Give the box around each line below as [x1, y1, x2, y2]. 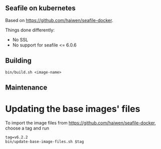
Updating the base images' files [5, 103, 140, 114]
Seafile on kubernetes [5, 4, 76, 12]
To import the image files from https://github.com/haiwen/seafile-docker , [5, 119, 156, 125]
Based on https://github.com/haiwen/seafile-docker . [5, 17, 113, 23]
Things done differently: [5, 27, 55, 33]
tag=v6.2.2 [5, 134, 28, 139]
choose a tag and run [5, 125, 49, 131]
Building [5, 56, 32, 65]
